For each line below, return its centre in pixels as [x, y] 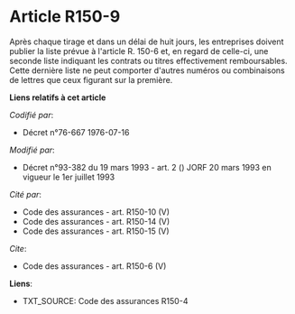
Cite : [18, 248]
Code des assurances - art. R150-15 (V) [96, 231]
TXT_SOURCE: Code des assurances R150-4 [105, 300]
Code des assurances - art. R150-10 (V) [96, 212]
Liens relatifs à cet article [58, 97]
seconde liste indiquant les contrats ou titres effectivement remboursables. [148, 60]
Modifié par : [32, 150]
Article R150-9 [65, 17]
